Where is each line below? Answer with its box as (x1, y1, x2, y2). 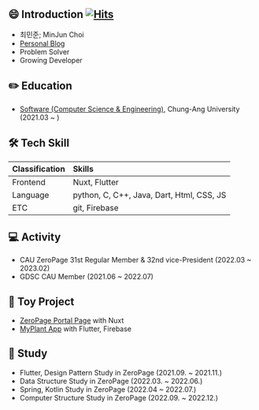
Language (12, 190, 50, 201)
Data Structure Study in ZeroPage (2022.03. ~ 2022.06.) (19, 376, 203, 386)
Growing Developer (19, 55, 83, 65)
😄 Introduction (8, 8, 84, 21)
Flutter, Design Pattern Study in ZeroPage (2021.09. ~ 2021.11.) (19, 367, 223, 377)
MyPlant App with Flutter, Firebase (19, 324, 132, 334)
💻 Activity (8, 230, 61, 244)
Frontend (12, 177, 46, 188)
